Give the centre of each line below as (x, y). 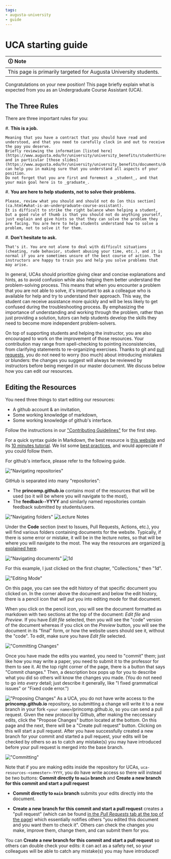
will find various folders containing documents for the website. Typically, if (83, 532)
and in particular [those (33, 160)
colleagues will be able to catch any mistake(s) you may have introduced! (82, 851)
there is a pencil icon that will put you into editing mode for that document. (83, 599)
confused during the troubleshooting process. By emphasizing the (75, 307)
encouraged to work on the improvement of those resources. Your (75, 338)
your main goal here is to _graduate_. (48, 183)
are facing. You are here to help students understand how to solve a (82, 224)
